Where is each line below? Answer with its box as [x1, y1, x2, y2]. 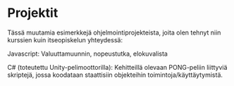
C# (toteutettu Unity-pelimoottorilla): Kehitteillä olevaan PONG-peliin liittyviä [7, 63, 228, 71]
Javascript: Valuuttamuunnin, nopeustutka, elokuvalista [7, 49, 168, 58]
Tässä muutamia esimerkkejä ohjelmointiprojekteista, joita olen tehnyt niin [7, 28, 221, 37]
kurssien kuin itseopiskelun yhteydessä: [7, 35, 123, 44]
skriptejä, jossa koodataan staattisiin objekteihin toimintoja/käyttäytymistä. [7, 70, 223, 79]
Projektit [7, 5, 58, 21]
